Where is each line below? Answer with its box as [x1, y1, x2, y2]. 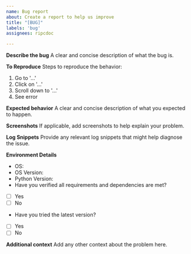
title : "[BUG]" [6, 19, 43, 25]
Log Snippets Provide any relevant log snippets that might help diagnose [6, 133, 183, 141]
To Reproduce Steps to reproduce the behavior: [6, 63, 122, 71]
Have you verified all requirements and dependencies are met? [14, 182, 167, 189]
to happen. [6, 111, 32, 118]
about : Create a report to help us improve [6, 14, 115, 20]
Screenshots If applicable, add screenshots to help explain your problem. [6, 122, 185, 129]
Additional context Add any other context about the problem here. [6, 241, 167, 248]
